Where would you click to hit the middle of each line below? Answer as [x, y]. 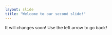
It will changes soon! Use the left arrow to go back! [56, 27]
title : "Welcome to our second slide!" [46, 14]
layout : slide [19, 9]
